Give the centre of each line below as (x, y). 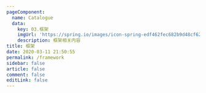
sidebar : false (26, 63)
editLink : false (27, 80)
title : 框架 (21, 46)
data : (19, 23)
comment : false (26, 75)
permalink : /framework (35, 58)
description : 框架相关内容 (49, 40)
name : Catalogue (32, 18)
